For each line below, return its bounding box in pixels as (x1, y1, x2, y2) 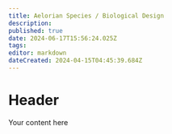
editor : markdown (8, 49, 67, 57)
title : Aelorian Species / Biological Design (8, 11, 164, 20)
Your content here (8, 117, 69, 127)
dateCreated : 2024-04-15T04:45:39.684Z (8, 57, 143, 65)
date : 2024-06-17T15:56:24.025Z (8, 34, 117, 43)
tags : (8, 42, 27, 50)
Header (8, 91, 59, 109)
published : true (8, 26, 63, 35)
